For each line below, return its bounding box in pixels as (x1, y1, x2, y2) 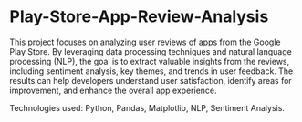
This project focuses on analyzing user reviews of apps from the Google (9, 36, 281, 47)
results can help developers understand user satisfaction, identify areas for (9, 75, 292, 86)
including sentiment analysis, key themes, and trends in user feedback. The (9, 66, 294, 76)
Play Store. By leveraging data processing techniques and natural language (9, 46, 292, 56)
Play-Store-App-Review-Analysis (9, 6, 269, 27)
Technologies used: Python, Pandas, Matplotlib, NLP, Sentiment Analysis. (9, 102, 286, 113)
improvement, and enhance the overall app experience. (9, 85, 217, 96)
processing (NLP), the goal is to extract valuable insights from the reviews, (9, 56, 290, 66)
